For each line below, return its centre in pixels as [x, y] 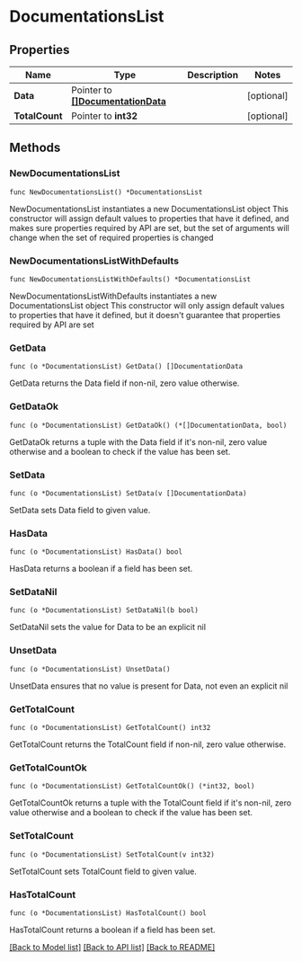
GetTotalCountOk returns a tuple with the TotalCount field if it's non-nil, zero [151, 803]
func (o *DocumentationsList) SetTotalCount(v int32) [112, 854]
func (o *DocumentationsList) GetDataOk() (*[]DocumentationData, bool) [148, 425]
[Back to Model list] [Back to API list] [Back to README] [112, 947]
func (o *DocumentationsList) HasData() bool [96, 552]
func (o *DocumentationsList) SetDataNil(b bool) [104, 610]
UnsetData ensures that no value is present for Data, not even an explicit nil [149, 686]
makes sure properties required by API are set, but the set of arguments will [149, 227]
